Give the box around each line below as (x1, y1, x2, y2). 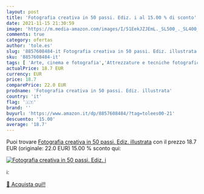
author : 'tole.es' (6, 43, 53, 49)
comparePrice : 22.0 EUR (6, 82, 67, 89)
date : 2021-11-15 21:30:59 (6, 20, 75, 26)
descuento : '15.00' (6, 116, 56, 122)
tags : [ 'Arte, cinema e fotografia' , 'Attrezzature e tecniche (6, 59, 170, 65)
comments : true (6, 32, 45, 38)
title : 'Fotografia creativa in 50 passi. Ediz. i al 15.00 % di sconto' (6, 15, 197, 21)
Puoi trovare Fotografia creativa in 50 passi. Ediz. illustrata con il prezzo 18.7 (6, 138, 197, 145)
